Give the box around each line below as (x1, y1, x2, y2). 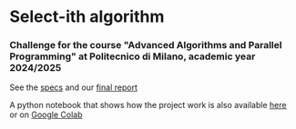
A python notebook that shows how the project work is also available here (9, 100, 287, 111)
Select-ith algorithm (9, 6, 165, 27)
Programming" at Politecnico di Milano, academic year (9, 50, 256, 63)
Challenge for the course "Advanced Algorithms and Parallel (9, 39, 282, 52)
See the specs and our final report (9, 82, 138, 93)
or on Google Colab (9, 109, 83, 120)
